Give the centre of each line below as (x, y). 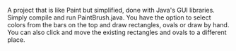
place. (17, 40)
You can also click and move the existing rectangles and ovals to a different (117, 32)
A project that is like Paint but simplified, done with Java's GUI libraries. (111, 10)
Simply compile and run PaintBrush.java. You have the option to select (109, 17)
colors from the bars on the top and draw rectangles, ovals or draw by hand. (118, 25)
